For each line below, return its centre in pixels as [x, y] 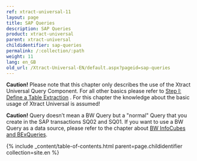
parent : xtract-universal [38, 40]
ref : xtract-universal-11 [38, 12]
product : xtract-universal [40, 34]
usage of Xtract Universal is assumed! [53, 104]
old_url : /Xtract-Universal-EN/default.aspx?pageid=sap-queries [88, 68]
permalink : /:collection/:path [45, 51]
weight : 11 [20, 56]
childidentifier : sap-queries [44, 46]
